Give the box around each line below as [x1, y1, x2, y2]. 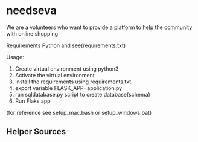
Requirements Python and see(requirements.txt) [6, 42, 126, 49]
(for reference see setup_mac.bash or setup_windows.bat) [6, 109, 152, 116]
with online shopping [6, 30, 59, 37]
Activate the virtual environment [14, 71, 95, 79]
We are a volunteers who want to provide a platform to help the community [6, 24, 193, 31]
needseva [6, 4, 57, 18]
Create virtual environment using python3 [14, 65, 119, 73]
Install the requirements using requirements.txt [14, 78, 132, 85]
